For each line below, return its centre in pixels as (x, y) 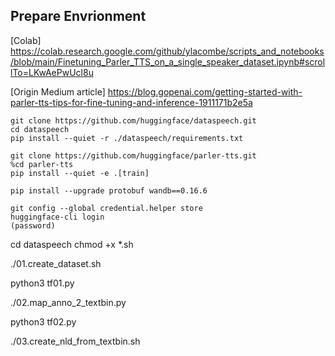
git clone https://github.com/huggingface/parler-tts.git (133, 155)
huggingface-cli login (57, 217)
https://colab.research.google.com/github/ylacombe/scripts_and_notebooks (167, 51)
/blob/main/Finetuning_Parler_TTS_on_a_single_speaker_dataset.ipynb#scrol (168, 61)
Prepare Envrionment (78, 16)
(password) (33, 225)
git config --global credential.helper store (106, 208)
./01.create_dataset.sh (56, 263)
